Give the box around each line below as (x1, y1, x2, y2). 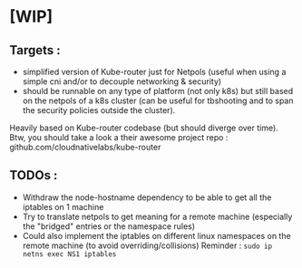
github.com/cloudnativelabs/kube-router (9, 142, 161, 152)
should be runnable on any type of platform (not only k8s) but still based (22, 86, 294, 96)
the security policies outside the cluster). (22, 105, 176, 115)
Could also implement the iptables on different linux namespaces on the (22, 230, 292, 241)
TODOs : (9, 167, 58, 183)
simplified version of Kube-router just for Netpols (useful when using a (22, 66, 287, 77)
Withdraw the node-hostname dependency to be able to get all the (22, 192, 272, 203)
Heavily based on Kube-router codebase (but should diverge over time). (9, 122, 278, 133)
